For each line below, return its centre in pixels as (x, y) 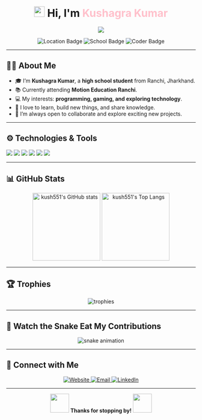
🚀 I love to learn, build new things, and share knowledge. (85, 107)
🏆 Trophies (29, 284)
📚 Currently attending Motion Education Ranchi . (76, 90)
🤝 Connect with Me (43, 365)
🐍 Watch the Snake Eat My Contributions (84, 326)
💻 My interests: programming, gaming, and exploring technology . (98, 99)
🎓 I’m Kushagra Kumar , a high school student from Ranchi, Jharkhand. (105, 81)
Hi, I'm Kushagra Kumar (108, 14)
